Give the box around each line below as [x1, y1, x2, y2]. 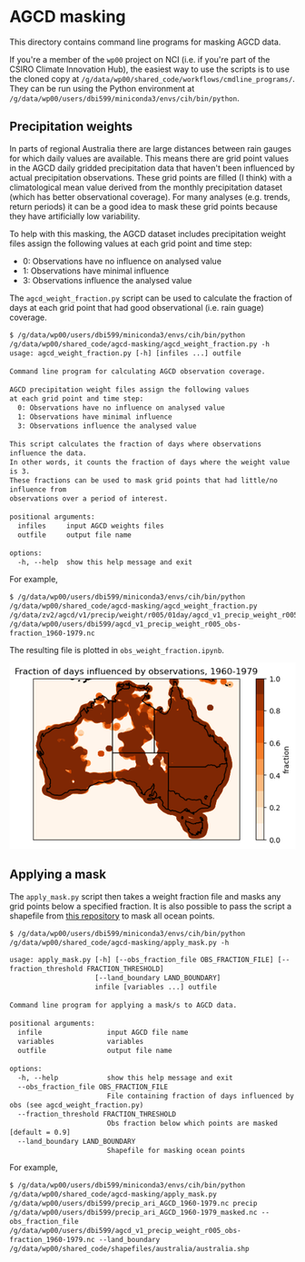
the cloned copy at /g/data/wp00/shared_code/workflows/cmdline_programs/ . [9, 73, 295, 84]
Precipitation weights [9, 119, 133, 134]
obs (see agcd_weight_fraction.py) [9, 1100, 144, 1109]
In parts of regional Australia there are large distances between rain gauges [9, 143, 292, 154]
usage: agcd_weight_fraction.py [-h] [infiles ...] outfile [9, 348, 242, 358]
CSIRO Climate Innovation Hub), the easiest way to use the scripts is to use [9, 64, 290, 75]
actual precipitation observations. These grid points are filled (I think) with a [9, 172, 292, 183]
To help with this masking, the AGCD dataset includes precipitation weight [9, 228, 286, 239]
